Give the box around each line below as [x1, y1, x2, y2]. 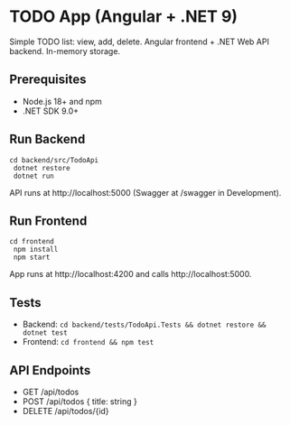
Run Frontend [9, 213, 88, 228]
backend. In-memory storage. [9, 45, 120, 56]
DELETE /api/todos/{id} [22, 406, 110, 416]
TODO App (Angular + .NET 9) [9, 6, 238, 27]
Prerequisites [9, 72, 87, 88]
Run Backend [9, 132, 86, 147]
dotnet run [13, 171, 54, 180]
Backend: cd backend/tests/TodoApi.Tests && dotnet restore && [22, 319, 267, 330]
